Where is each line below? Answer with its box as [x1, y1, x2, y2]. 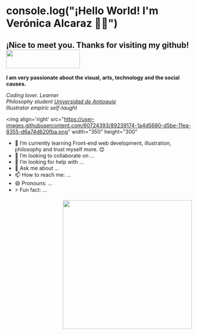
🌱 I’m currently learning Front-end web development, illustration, [14, 140, 171, 147]
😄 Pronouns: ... [14, 180, 53, 187]
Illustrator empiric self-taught [6, 104, 78, 111]
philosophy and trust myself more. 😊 [14, 146, 105, 152]
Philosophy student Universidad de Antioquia [6, 98, 116, 105]
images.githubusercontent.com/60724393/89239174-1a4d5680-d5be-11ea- [6, 122, 192, 129]
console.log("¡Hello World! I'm [6, 4, 159, 18]
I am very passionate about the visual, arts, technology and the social [6, 74, 180, 81]
